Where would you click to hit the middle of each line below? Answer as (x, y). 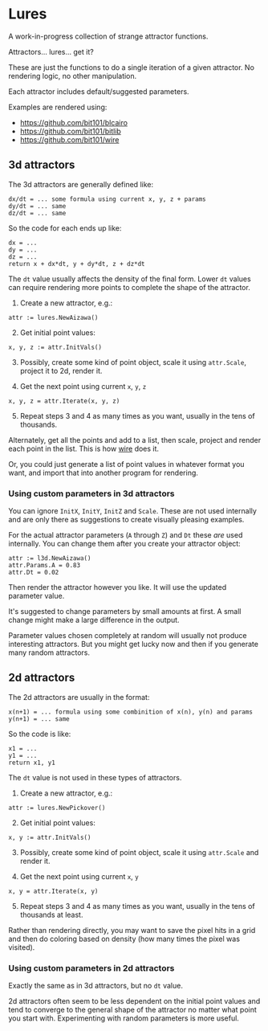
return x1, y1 (32, 763)
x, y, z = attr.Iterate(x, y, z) (64, 401)
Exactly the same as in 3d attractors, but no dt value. (95, 986)
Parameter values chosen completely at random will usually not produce (128, 636)
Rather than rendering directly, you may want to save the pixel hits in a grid (132, 930)
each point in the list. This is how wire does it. (83, 448)
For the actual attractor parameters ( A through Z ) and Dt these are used (126, 535)
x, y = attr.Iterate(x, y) (53, 891)
